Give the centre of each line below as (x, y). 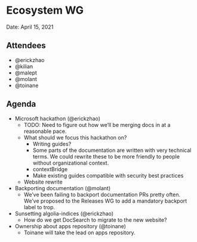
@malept (26, 73)
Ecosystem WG (45, 10)
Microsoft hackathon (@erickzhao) (57, 118)
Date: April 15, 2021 (30, 27)
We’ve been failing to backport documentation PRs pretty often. (102, 194)
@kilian (24, 66)
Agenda (21, 104)
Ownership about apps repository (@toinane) (70, 226)
